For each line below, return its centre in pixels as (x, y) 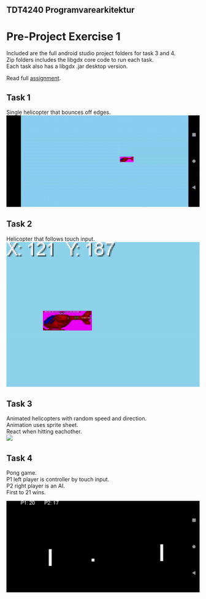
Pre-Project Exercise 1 (63, 36)
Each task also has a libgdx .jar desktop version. (67, 66)
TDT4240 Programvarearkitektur (71, 10)
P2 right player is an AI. (36, 486)
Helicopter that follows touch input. (51, 239)
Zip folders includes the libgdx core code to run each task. (80, 60)
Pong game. (21, 473)
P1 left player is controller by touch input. (58, 480)
